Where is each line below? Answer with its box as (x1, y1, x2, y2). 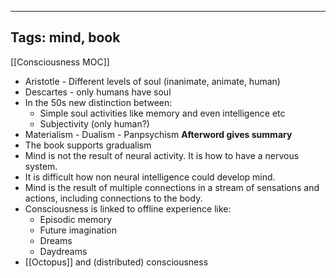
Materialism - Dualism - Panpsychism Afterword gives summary (24, 128, 293, 140)
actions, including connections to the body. (24, 192, 203, 204)
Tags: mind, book (10, 29, 121, 46)
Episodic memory (39, 213, 113, 225)
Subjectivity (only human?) (39, 117, 150, 130)
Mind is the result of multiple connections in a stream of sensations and (24, 181, 320, 193)
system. (24, 160, 58, 172)
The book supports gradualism (24, 139, 152, 151)
